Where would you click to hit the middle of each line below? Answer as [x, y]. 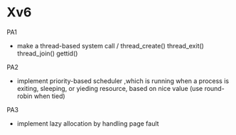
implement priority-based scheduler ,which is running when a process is [123, 81]
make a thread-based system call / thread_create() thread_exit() [110, 45]
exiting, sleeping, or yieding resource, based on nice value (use [110, 88]
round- [214, 88]
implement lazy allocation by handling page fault [88, 123]
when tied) [49, 96]
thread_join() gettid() [47, 53]
